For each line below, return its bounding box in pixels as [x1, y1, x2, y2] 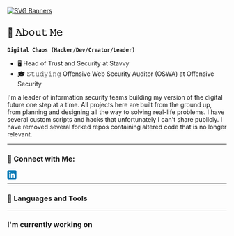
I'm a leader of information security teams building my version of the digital [7, 93, 223, 101]
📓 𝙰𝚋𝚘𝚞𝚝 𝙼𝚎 [7, 26, 63, 38]
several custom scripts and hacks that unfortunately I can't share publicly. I [7, 115, 223, 123]
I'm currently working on [7, 220, 93, 230]
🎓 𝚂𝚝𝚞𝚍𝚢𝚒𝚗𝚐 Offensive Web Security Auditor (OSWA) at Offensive [17, 70, 214, 78]
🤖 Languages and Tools [7, 194, 88, 203]
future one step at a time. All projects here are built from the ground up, [7, 100, 212, 109]
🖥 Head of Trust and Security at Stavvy [17, 59, 130, 68]
